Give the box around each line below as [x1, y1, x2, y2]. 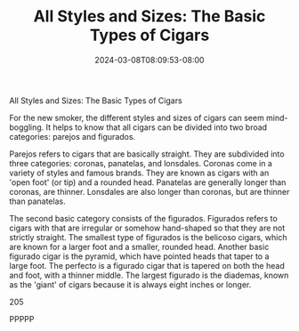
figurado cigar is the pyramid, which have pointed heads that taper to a [9, 251, 270, 262]
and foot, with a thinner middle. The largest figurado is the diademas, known [9, 270, 289, 280]
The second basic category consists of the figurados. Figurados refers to [9, 213, 278, 223]
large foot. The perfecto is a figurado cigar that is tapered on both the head [9, 260, 285, 270]
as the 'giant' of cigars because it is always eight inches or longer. [9, 279, 252, 290]
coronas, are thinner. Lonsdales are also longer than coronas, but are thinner [9, 186, 290, 197]
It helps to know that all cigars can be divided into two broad [45, 122, 268, 133]
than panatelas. [9, 196, 66, 206]
